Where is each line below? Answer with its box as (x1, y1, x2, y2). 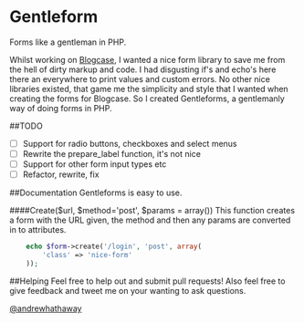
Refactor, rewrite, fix (22, 169, 100, 180)
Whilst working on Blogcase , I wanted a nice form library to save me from (9, 54, 286, 65)
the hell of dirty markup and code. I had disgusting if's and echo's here (9, 64, 277, 75)
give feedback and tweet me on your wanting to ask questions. (9, 285, 246, 296)
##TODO (9, 120, 43, 131)
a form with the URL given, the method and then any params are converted (9, 214, 291, 225)
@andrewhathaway (9, 303, 82, 314)
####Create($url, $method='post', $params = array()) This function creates (9, 205, 295, 216)
